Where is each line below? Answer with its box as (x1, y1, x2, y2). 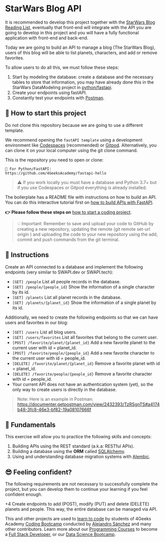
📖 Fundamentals (5, 421, 56, 429)
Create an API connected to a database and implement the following (5, 264, 143, 270)
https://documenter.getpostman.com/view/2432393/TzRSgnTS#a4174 (17, 401, 160, 407)
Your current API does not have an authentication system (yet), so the (12, 381, 154, 387)
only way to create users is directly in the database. (12, 387, 117, 392)
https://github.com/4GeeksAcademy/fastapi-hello (5, 171, 107, 176)
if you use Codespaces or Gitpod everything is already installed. (17, 184, 147, 190)
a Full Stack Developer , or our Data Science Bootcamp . (5, 532, 116, 538)
